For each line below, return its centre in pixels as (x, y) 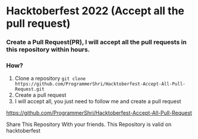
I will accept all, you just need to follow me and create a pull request (98, 102)
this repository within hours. (48, 50)
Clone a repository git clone (50, 78)
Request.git (29, 89)
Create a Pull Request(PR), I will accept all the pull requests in (97, 42)
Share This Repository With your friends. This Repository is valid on (89, 124)
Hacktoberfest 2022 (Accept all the (95, 11)
